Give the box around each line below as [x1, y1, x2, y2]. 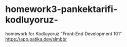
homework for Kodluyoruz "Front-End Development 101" [5, 30, 122, 36]
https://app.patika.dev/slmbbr [5, 36, 67, 42]
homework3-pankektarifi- [5, 3, 118, 15]
